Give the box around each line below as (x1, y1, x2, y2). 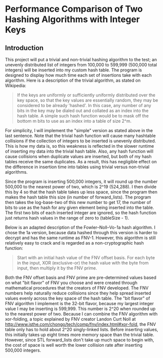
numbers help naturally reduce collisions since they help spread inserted (5, 290, 151, 296)
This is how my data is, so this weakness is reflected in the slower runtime (5, 143, 154, 149)
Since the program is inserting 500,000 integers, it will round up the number (5, 179, 158, 184)
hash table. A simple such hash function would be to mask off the (17, 113, 149, 118)
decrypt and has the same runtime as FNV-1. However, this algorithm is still (5, 235, 156, 241)
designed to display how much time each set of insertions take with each (5, 72, 152, 78)
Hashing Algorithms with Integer (5, 14, 140, 25)
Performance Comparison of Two (5, 3, 143, 15)
